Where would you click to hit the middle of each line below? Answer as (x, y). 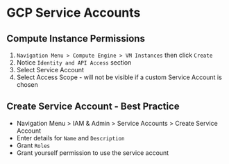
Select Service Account (50, 70)
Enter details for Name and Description (71, 138)
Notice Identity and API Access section (74, 63)
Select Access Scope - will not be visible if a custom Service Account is (119, 77)
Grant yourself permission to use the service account (93, 153)
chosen (27, 84)
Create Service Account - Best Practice (93, 107)
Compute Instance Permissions (76, 39)
